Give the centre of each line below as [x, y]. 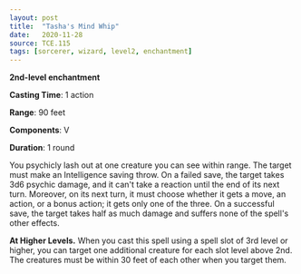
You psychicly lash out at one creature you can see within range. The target [150, 165]
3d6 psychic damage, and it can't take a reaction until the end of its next [145, 185]
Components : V [39, 130]
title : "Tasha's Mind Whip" [64, 26]
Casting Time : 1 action [52, 95]
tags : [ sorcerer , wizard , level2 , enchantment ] [101, 52]
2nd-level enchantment [55, 77]
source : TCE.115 [40, 43]
